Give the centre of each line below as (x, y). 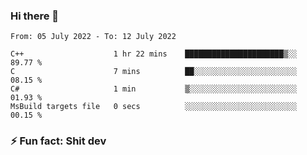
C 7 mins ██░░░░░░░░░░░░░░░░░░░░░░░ (154, 72)
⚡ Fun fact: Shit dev (58, 141)
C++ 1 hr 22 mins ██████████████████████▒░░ (154, 54)
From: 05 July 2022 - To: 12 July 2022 (93, 37)
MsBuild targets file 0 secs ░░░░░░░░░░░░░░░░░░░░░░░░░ (154, 107)
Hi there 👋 (35, 16)
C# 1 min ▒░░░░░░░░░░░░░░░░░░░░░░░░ (154, 89)
